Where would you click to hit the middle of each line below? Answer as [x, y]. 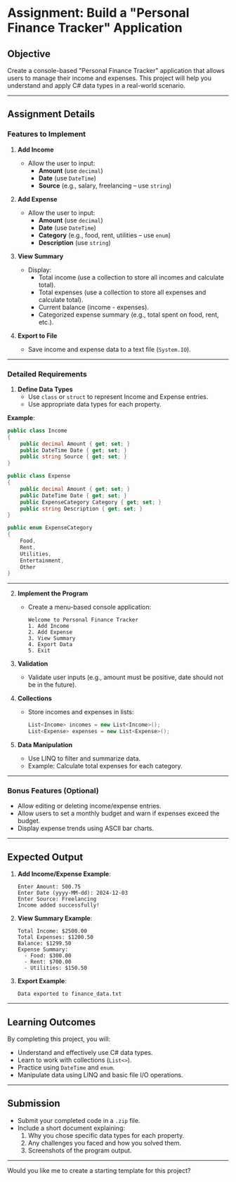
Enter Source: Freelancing [57, 899]
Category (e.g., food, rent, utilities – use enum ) [104, 235]
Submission [34, 1104]
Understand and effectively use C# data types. [85, 1053]
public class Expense [39, 476]
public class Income [38, 431]
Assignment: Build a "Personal [98, 13]
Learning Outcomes [52, 1022]
